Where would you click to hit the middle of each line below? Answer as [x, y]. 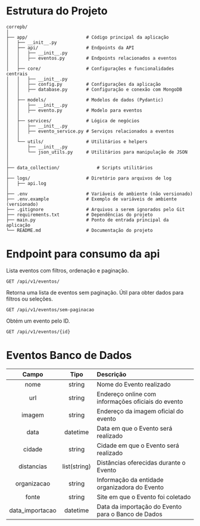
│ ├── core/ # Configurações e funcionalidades [90, 69]
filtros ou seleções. [30, 299]
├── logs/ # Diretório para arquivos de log [89, 178]
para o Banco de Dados [129, 514]
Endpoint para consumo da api [83, 254]
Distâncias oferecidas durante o [141, 462]
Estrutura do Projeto [57, 11]
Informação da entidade [130, 479]
